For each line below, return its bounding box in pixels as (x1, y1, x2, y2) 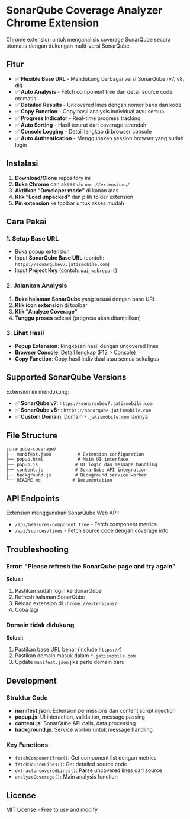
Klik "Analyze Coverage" (14, 308, 78, 315)
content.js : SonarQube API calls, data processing (14, 719, 136, 726)
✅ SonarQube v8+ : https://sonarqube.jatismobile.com (14, 406, 152, 413)
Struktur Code (6, 693, 48, 701)
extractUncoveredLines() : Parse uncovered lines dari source (14, 767, 163, 774)
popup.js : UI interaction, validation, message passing (14, 713, 145, 720)
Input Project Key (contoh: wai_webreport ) (14, 267, 117, 274)
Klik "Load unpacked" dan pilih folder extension (14, 193, 134, 200)
